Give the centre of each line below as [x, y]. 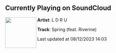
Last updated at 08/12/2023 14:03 [72, 39]
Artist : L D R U [52, 20]
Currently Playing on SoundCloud [58, 8]
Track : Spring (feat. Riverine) [67, 29]
